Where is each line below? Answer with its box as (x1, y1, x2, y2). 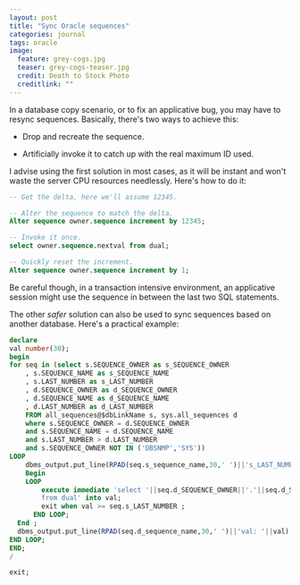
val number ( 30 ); (9, 343, 70, 353)
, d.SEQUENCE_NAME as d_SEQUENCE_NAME (25, 394, 170, 403)
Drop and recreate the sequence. (21, 131, 145, 141)
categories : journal (9, 30, 87, 38)
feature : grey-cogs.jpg (17, 55, 105, 64)
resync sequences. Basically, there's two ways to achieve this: (9, 114, 239, 124)
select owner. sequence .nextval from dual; (9, 242, 170, 250)
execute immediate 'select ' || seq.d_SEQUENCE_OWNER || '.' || (41, 485, 266, 495)
